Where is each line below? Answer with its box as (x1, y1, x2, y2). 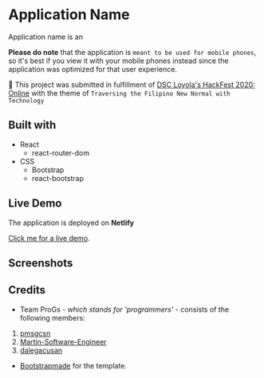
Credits (8, 283, 46, 297)
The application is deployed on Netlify (8, 218, 134, 227)
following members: (19, 313, 85, 322)
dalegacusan (19, 345, 63, 355)
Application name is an (8, 32, 84, 41)
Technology (8, 96, 45, 104)
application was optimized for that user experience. (8, 64, 178, 73)
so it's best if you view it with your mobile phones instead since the (8, 56, 229, 65)
